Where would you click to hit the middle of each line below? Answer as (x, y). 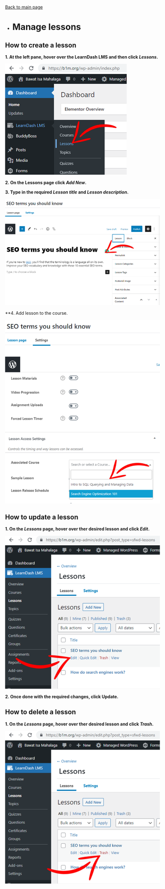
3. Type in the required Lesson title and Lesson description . (67, 192)
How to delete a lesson (41, 712)
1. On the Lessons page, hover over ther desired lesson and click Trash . (79, 724)
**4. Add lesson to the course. (36, 313)
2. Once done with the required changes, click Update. (62, 696)
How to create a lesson (41, 45)
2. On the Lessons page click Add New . (46, 182)
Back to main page (24, 7)
